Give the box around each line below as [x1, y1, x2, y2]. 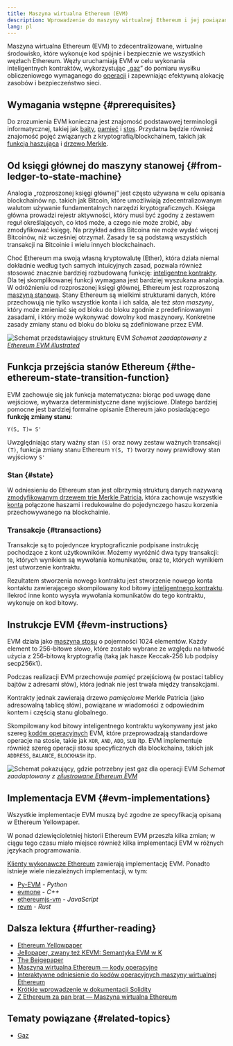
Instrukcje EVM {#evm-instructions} [7, 619, 169, 631]
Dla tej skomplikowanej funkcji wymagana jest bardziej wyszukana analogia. [7, 276, 225, 284]
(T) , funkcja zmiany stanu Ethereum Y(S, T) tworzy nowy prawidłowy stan [7, 445, 221, 454]
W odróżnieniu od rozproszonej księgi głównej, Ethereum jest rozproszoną [7, 284, 220, 291]
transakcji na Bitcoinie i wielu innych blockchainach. [7, 241, 156, 248]
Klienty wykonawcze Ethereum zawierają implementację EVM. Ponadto [7, 859, 210, 868]
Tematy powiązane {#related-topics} [7, 1013, 171, 1024]
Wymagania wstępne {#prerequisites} [7, 98, 177, 111]
